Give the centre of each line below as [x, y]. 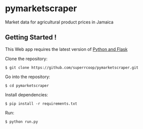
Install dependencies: [27, 95]
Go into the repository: [28, 77]
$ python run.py [21, 122]
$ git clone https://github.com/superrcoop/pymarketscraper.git [72, 67]
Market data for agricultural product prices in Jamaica [59, 22]
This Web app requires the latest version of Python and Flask [66, 49]
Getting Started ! [31, 37]
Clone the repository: [26, 59]
